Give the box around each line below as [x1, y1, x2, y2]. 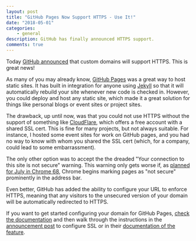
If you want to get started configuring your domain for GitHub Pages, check [6, 210, 190, 217]
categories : [6, 25, 35, 31]
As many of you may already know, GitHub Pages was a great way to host [6, 75, 186, 83]
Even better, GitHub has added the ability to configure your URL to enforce [6, 185, 187, 192]
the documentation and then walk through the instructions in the [6, 216, 162, 223]
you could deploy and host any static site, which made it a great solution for [6, 94, 191, 101]
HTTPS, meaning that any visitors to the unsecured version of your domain [6, 192, 188, 199]
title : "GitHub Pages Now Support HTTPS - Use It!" [6, 14, 136, 20]
